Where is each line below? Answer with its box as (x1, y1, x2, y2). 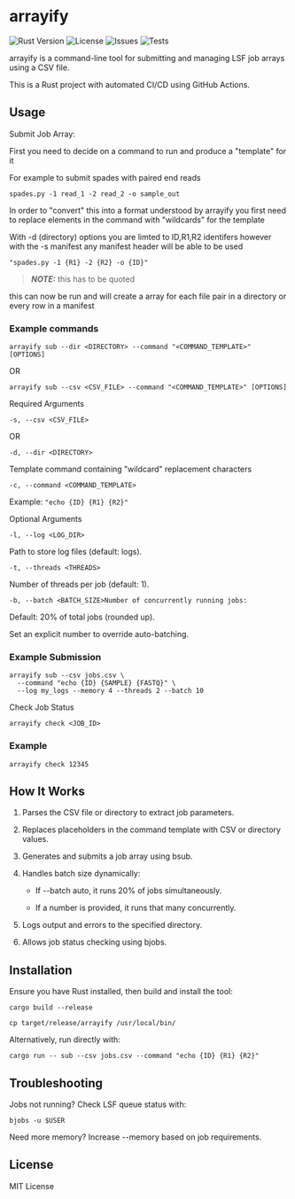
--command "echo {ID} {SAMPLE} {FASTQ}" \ (17, 679, 176, 688)
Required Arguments (9, 399, 85, 409)
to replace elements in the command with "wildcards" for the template (9, 214, 266, 225)
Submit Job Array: (9, 128, 75, 139)
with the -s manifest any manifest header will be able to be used (9, 241, 244, 252)
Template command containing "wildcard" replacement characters (9, 463, 252, 475)
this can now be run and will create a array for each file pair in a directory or (9, 291, 287, 301)
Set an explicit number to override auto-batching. (9, 629, 189, 640)
